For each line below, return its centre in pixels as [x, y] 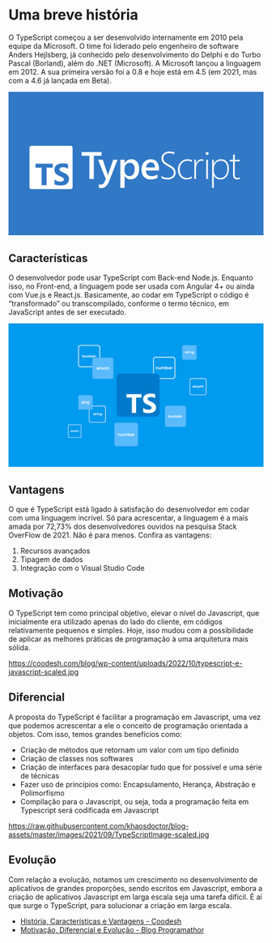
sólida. [19, 647]
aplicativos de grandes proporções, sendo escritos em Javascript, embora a [136, 888]
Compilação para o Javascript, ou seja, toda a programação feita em [134, 801]
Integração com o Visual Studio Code [82, 568]
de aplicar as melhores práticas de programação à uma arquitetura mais [128, 639]
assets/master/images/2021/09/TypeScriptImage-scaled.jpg [109, 834]
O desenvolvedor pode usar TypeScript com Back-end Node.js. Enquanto [131, 278]
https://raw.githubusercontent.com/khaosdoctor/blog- [99, 825]
